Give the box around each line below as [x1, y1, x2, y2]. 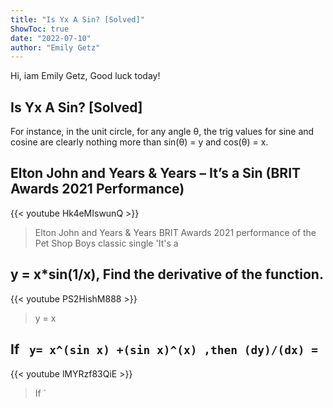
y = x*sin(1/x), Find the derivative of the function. [10, 266, 324, 283]
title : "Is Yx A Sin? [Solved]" [10, 14, 145, 25]
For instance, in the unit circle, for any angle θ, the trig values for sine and [10, 126, 315, 138]
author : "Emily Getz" [10, 42, 101, 53]
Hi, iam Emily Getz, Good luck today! [10, 70, 161, 82]
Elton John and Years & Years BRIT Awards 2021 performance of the [34, 226, 317, 238]
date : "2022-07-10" [10, 33, 92, 43]
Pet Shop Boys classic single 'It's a [34, 237, 179, 249]
